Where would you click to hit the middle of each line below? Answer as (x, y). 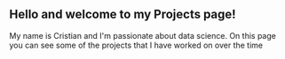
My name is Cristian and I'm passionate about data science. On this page (143, 35)
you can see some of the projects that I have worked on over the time (136, 45)
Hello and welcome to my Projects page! (123, 15)
